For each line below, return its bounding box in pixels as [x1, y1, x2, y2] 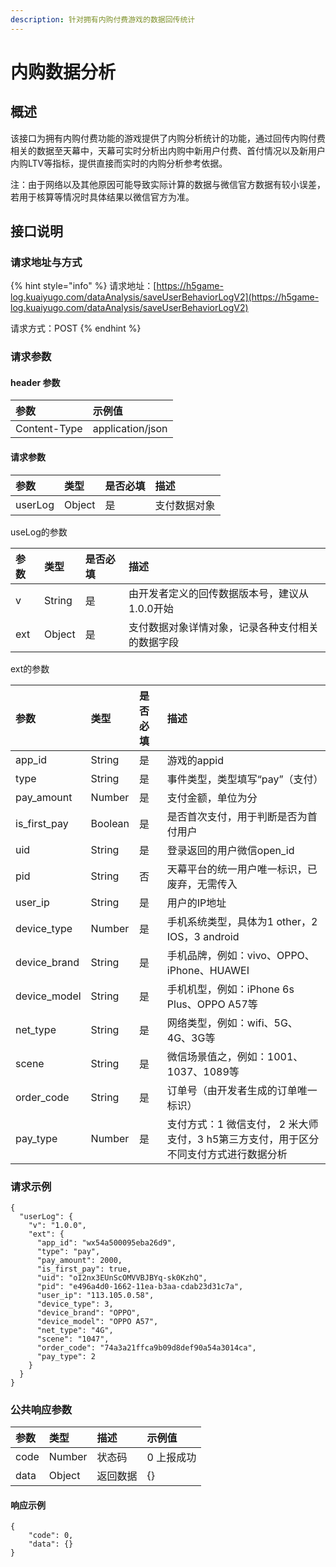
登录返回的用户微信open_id [166, 843, 295, 857]
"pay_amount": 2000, [36, 1255, 123, 1265]
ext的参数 [10, 662, 50, 675]
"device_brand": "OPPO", [36, 1307, 141, 1318]
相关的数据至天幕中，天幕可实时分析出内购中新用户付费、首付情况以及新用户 [10, 144, 326, 156]
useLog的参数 [10, 526, 68, 538]
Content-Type [15, 422, 83, 436]
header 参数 [10, 376, 61, 388]
